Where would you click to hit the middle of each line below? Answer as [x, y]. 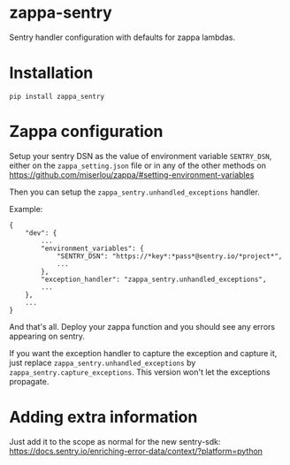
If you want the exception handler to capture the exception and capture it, [143, 353]
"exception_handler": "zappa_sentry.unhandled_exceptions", [154, 279]
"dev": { [41, 232]
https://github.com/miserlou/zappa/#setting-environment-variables [132, 174]
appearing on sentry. [47, 336]
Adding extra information [103, 417]
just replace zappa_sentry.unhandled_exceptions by [103, 362]
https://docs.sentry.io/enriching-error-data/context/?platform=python [136, 451]
